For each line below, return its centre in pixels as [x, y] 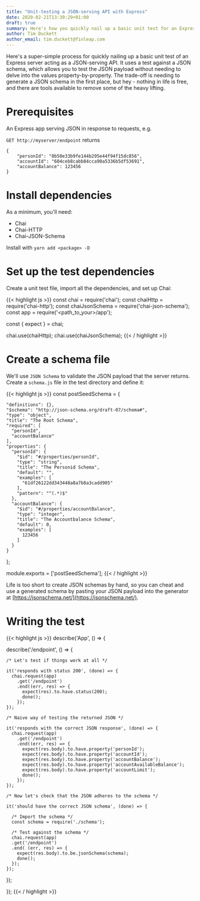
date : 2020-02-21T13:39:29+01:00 [48, 17]
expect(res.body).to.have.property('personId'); [83, 749]
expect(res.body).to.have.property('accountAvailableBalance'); [103, 765]
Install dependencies [59, 196]
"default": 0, [34, 525]
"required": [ [24, 425]
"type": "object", [29, 415]
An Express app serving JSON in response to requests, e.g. [79, 128]
